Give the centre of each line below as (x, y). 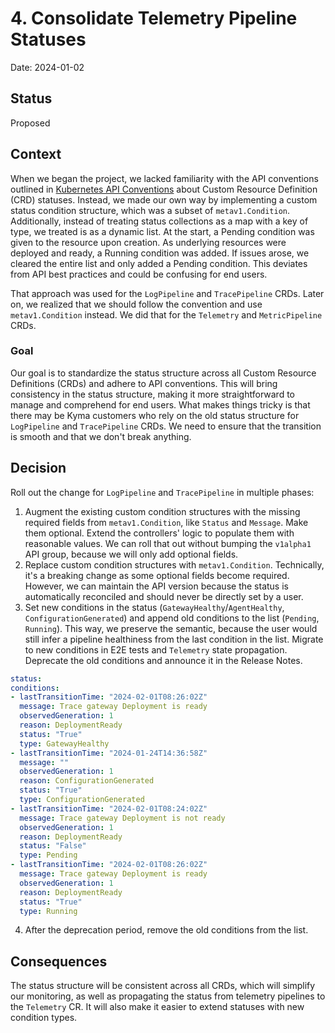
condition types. (44, 1018)
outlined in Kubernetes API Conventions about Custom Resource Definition (164, 189)
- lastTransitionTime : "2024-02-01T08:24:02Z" (109, 808)
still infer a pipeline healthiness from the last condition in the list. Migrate (174, 639)
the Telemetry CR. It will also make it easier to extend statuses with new (157, 1007)
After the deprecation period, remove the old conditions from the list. (166, 930)
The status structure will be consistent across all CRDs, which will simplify (163, 986)
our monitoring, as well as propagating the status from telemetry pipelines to (168, 996)
